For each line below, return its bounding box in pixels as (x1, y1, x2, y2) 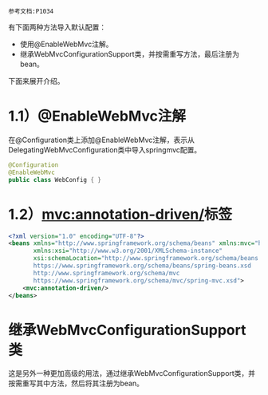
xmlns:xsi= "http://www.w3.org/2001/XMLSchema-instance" (33, 247, 223, 255)
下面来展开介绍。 (8, 77, 65, 85)
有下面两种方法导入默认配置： (8, 22, 106, 32)
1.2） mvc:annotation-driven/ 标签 (8, 205, 233, 223)
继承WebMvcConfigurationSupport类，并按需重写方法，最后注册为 (19, 49, 239, 58)
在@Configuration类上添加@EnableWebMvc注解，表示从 (8, 135, 195, 144)
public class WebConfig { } (8, 176, 102, 184)
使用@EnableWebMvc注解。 (19, 39, 113, 49)
